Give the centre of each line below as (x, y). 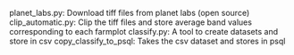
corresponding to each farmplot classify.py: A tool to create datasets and (144, 31)
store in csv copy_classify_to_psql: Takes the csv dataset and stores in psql (147, 41)
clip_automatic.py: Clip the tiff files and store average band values (131, 22)
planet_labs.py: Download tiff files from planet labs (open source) (130, 13)
